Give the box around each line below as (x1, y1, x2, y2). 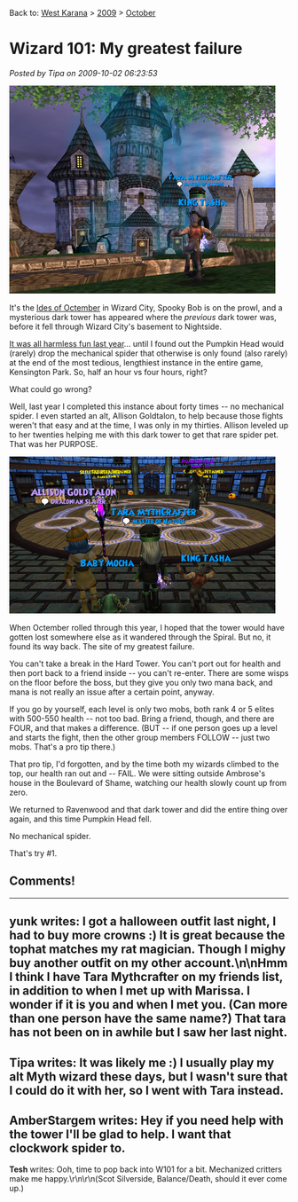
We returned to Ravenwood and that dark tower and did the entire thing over (9, 804, 288, 814)
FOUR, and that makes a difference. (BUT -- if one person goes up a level (9, 722, 278, 733)
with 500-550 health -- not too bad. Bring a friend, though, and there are (9, 713, 275, 724)
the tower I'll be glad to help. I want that (9, 1127, 231, 1142)
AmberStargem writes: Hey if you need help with (9, 1112, 284, 1127)
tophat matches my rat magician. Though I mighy (9, 942, 286, 957)
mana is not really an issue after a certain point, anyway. (9, 687, 215, 697)
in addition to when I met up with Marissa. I (9, 984, 251, 999)
